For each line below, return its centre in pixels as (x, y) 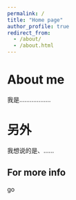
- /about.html (34, 46)
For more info (37, 173)
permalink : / (26, 13)
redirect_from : (29, 33)
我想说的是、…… (31, 150)
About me (36, 80)
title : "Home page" (35, 20)
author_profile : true (38, 26)
